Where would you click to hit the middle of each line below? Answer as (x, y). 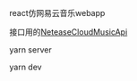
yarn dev (26, 67)
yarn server (30, 50)
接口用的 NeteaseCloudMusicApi (68, 32)
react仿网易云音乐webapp (57, 13)
